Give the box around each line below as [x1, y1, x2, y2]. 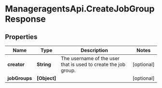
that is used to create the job [61, 61, 126, 68]
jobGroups [7, 75, 32, 81]
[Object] [37, 75, 56, 81]
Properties [5, 33, 38, 41]
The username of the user [61, 55, 120, 62]
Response [5, 13, 46, 25]
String [37, 61, 52, 68]
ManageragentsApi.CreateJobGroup [5, 3, 155, 14]
